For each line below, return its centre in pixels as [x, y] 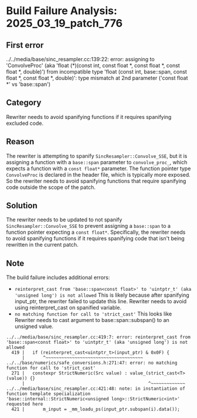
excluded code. [25, 123]
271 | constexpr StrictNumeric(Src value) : [69, 373]
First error [25, 45]
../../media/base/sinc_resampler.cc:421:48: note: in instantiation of [96, 389]
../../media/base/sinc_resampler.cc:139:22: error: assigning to [80, 59]
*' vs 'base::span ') [29, 84]
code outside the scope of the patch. [51, 187]
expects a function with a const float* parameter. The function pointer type [98, 168]
